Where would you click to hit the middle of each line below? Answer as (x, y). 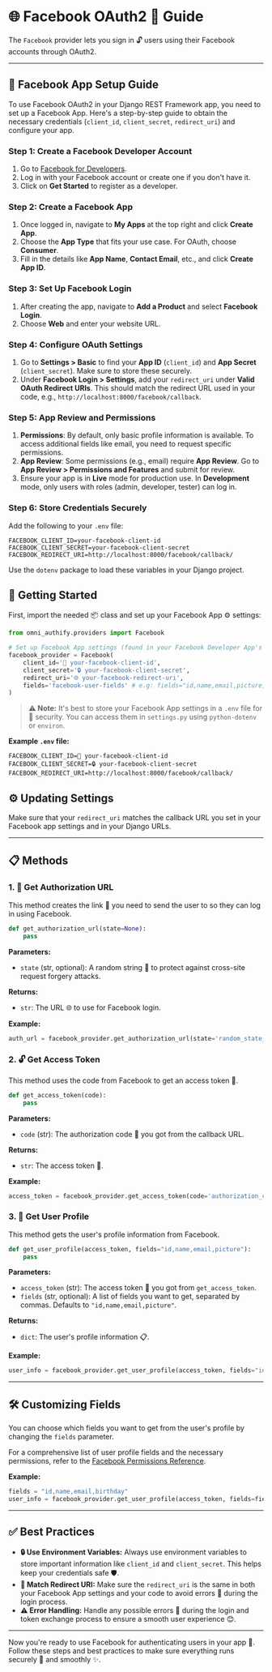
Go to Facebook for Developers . (73, 169)
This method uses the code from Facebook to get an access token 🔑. (123, 1080)
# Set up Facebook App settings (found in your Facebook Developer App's (136, 648)
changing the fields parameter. (62, 1437)
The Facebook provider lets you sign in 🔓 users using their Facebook (122, 40)
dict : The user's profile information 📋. (85, 1337)
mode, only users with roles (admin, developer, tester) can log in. (128, 487)
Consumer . (39, 250)
